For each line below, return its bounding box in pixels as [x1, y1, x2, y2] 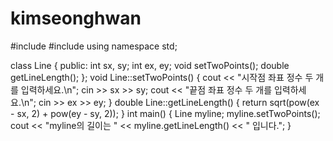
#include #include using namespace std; [10, 40, 178, 52]
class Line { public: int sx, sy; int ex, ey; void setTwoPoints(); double [10, 59, 290, 71]
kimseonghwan [10, 7, 142, 30]
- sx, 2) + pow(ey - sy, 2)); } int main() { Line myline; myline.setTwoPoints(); [10, 107, 321, 119]
